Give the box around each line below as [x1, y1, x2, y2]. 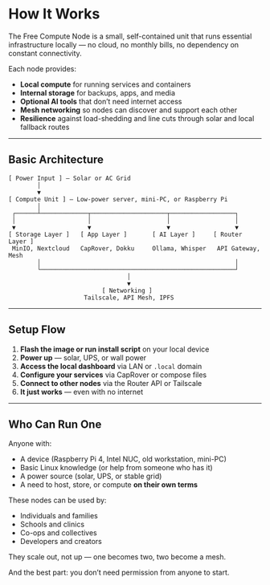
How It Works [8, 5, 100, 23]
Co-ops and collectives [19, 528, 98, 538]
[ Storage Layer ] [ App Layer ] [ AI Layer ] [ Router [8, 230, 243, 238]
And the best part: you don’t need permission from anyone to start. [8, 567, 230, 578]
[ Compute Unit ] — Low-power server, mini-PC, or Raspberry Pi [8, 195, 228, 203]
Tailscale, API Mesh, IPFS [84, 294, 174, 302]
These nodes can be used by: [8, 495, 107, 506]
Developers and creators [19, 537, 102, 546]
